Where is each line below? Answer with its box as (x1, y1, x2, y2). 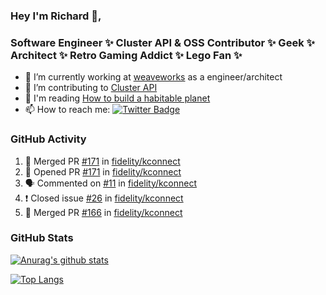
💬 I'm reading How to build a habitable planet (24, 92, 211, 104)
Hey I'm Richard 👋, (10, 9, 102, 23)
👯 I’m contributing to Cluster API (24, 82, 158, 94)
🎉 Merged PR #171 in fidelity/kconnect (24, 155, 181, 167)
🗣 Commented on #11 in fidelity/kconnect (24, 177, 198, 189)
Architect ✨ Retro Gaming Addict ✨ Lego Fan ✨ (10, 48, 243, 62)
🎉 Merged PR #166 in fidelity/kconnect (24, 206, 183, 218)
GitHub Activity (10, 132, 87, 146)
